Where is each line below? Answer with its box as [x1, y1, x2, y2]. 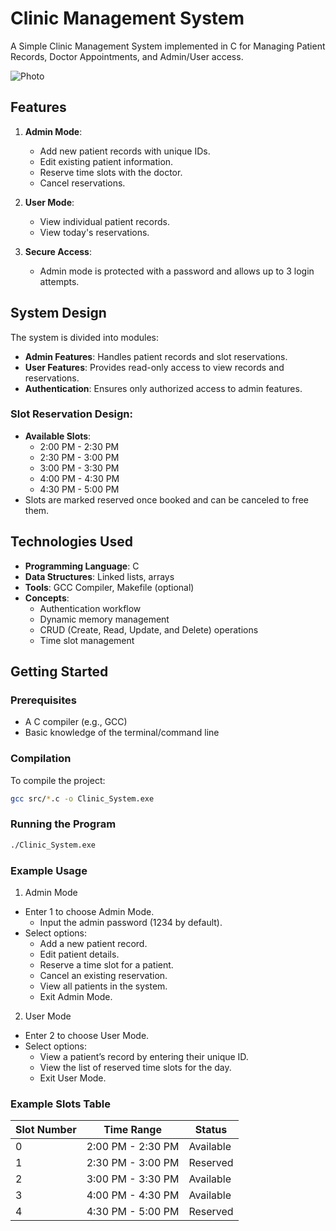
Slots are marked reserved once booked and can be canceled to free [24, 493, 309, 506]
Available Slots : [24, 430, 92, 442]
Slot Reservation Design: [10, 407, 133, 421]
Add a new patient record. [39, 938, 148, 949]
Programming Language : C [24, 560, 140, 572]
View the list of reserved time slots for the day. [39, 1062, 232, 1073]
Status [194, 1123, 228, 1137]
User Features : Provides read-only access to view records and [24, 361, 285, 373]
